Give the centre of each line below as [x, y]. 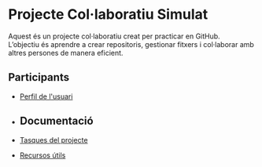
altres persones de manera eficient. [66, 53]
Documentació [56, 121]
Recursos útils [42, 155]
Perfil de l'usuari [46, 96]
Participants [39, 77]
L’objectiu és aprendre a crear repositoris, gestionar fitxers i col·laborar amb [131, 44]
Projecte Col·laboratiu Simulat [108, 15]
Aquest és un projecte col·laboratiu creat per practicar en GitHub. [114, 36]
